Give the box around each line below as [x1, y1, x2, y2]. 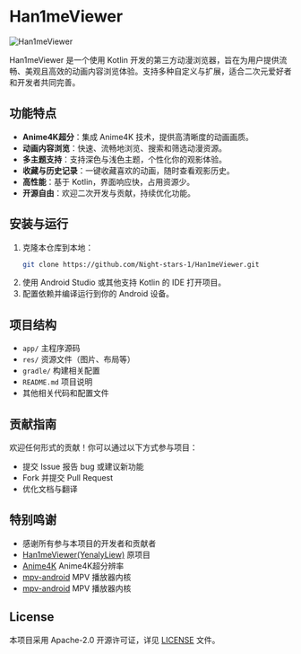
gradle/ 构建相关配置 [21, 366, 100, 376]
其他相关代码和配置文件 [21, 388, 109, 399]
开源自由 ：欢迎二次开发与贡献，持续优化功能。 [21, 187, 195, 199]
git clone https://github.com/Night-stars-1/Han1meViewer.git [21, 260, 260, 269]
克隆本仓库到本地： [21, 242, 94, 252]
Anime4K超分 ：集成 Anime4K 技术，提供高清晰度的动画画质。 [21, 131, 254, 142]
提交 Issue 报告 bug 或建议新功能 [21, 461, 144, 473]
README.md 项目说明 [21, 376, 93, 387]
